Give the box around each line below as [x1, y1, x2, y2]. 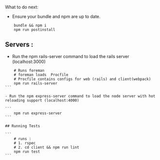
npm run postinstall [14, 27, 55, 32]
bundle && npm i [14, 23, 47, 28]
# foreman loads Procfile [14, 72, 69, 77]
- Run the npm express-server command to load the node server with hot [5, 94, 156, 99]
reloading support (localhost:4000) [5, 98, 79, 103]
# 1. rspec [14, 140, 36, 145]
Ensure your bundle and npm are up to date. [12, 14, 101, 19]
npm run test [14, 149, 40, 154]
